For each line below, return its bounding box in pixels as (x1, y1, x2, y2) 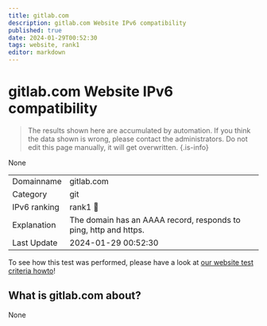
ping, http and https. (69, 224, 145, 235)
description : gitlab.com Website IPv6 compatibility (8, 19, 187, 27)
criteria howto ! (8, 266, 56, 275)
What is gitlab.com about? (8, 289, 141, 302)
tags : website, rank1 (8, 41, 80, 49)
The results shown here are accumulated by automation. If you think (27, 125, 251, 135)
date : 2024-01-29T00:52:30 (8, 33, 98, 42)
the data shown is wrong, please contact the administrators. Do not (27, 134, 248, 144)
